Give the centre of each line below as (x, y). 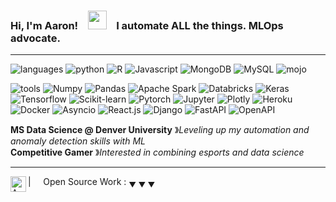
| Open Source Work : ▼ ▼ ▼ (92, 183)
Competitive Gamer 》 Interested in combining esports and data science (157, 152)
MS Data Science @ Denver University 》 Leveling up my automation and (160, 130)
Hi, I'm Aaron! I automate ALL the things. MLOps (147, 25)
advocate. (35, 38)
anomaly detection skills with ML (78, 141)
